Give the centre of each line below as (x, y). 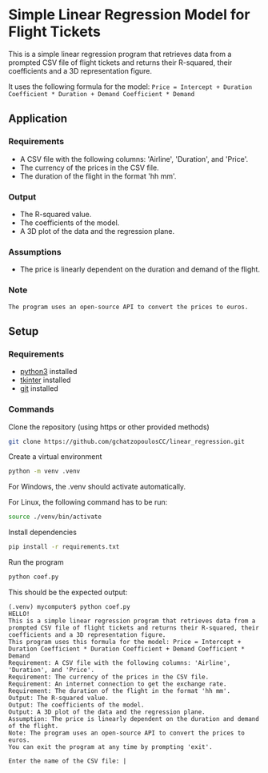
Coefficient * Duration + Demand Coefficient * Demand (102, 94)
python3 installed (48, 372)
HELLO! (19, 614)
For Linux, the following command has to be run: (88, 502)
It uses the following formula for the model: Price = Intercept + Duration (130, 87)
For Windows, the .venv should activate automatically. (97, 487)
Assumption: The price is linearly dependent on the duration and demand (134, 719)
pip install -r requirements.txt (64, 547)
